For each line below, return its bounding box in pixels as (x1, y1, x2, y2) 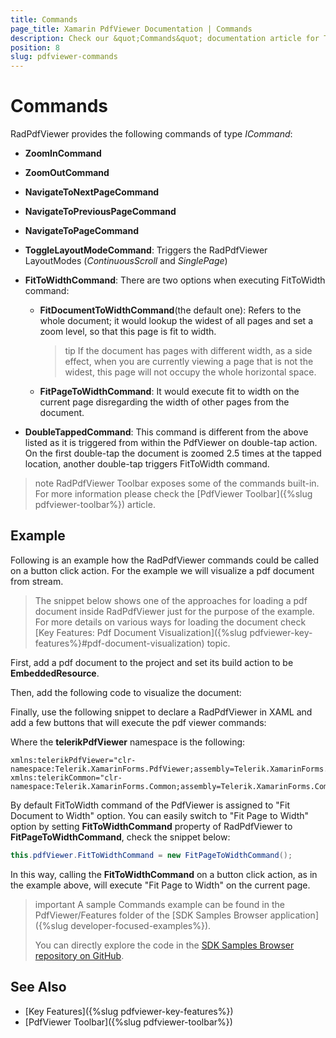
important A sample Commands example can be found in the (34, 898, 285, 910)
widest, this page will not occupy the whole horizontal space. (64, 366, 317, 378)
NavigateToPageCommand (24, 225, 139, 237)
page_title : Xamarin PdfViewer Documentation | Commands (10, 24, 253, 34)
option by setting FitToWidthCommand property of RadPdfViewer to (10, 820, 293, 832)
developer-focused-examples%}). (70, 919, 212, 931)
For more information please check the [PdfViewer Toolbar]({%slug (34, 488, 313, 500)
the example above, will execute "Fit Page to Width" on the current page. (10, 879, 311, 891)
